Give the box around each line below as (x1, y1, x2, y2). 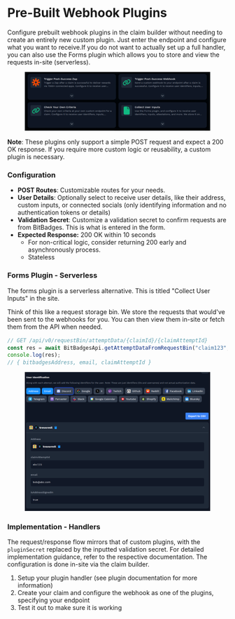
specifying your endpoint (17, 596, 90, 604)
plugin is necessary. (7, 153, 65, 161)
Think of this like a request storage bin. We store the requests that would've (7, 307, 226, 316)
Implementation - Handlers (7, 522, 101, 531)
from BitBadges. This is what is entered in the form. (17, 223, 166, 232)
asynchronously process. (27, 245, 101, 254)
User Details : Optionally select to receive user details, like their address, (17, 193, 226, 202)
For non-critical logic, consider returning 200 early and (27, 238, 187, 247)
